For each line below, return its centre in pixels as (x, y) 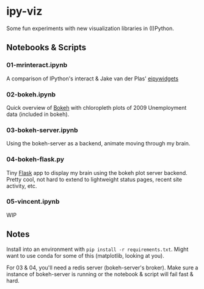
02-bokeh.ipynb (31, 94)
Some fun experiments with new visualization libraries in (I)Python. (90, 28)
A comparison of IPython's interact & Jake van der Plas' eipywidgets (93, 79)
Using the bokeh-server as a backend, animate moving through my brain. (98, 144)
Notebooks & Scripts (46, 48)
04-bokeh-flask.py (35, 160)
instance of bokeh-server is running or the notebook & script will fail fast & (100, 274)
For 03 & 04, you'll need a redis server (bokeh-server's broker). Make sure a (102, 268)
